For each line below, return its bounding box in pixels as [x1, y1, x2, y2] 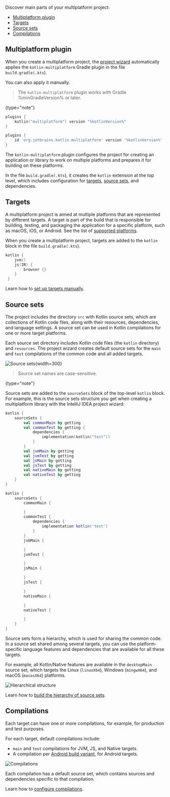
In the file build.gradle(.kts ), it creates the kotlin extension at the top [5, 173, 154, 179]
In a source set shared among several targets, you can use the [5, 641, 136, 647]
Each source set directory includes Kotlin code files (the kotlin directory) [5, 339, 159, 346]
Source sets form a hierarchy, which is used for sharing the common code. [5, 636, 162, 642]
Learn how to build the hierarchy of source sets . [5, 692, 106, 698]
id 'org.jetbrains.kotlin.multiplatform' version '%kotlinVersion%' [14, 137, 163, 143]
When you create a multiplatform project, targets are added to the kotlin [5, 237, 158, 243]
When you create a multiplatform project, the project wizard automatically [5, 59, 160, 65]
